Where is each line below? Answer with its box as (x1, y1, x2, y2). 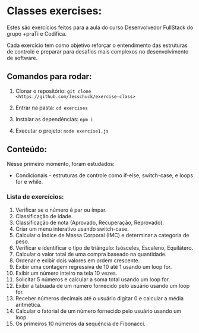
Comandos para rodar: (7, 71, 92, 81)
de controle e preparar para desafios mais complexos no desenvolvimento (7, 48, 189, 55)
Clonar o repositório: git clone (15, 87, 91, 95)
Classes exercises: (7, 4, 102, 18)
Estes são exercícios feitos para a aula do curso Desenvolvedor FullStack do (7, 24, 194, 31)
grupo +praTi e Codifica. (7, 30, 67, 37)
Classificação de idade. (15, 212, 73, 219)
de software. (7, 54, 38, 61)
